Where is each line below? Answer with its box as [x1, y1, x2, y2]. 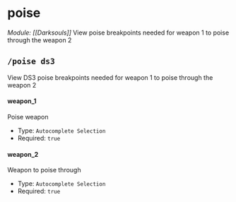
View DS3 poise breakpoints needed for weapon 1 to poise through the [7, 73, 213, 82]
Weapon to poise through [7, 166, 81, 174]
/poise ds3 [7, 57, 55, 66]
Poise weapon [7, 112, 49, 121]
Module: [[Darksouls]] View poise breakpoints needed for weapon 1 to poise [7, 28, 230, 37]
